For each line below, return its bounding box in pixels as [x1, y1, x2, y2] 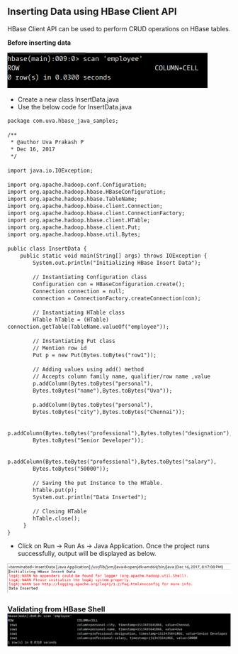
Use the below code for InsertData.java [17, 102, 132, 111]
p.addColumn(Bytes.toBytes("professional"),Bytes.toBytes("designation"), [7, 430, 233, 437]
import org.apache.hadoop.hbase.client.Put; [7, 224, 141, 231]
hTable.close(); [33, 515, 81, 522]
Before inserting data [7, 38, 72, 47]
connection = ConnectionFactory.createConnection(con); [33, 295, 201, 302]
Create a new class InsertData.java [17, 95, 119, 104]
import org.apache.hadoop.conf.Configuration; [7, 181, 147, 188]
